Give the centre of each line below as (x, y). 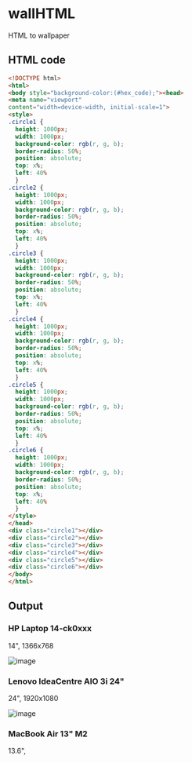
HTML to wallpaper (39, 35)
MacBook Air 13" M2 (48, 733)
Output (25, 606)
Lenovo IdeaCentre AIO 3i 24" (66, 681)
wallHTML (42, 14)
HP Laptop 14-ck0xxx (50, 629)
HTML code (37, 60)
